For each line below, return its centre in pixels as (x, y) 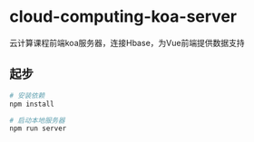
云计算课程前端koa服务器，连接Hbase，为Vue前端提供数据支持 (127, 43)
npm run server (38, 128)
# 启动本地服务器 (37, 120)
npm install (32, 104)
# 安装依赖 (27, 95)
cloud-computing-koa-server (123, 17)
